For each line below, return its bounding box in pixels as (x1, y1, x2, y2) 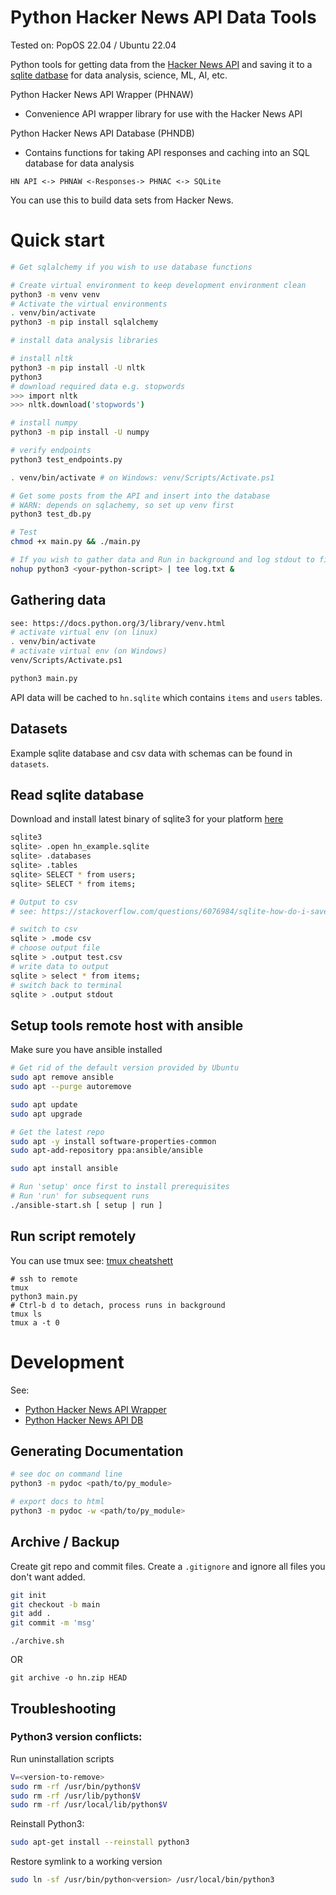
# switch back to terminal (10, 980, 123, 990)
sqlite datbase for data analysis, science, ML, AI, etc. (10, 69, 228, 81)
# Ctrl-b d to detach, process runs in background (10, 1300, 226, 1310)
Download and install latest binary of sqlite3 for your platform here (10, 813, 284, 825)
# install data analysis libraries (10, 336, 159, 346)
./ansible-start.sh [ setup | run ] (10, 1200, 163, 1210)
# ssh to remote (10, 1274, 78, 1284)
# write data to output (10, 961, 110, 971)
